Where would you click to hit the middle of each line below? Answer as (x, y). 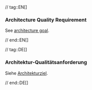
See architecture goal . (27, 30)
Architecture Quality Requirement (46, 20)
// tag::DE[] (16, 50)
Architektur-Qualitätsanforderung (46, 62)
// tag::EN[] (16, 7)
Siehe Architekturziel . (27, 73)
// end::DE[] (17, 83)
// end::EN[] (17, 40)
